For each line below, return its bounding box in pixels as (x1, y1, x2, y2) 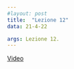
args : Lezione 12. (7, 35, 60, 42)
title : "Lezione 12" (7, 17, 69, 23)
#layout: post (7, 10, 48, 17)
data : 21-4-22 (7, 23, 48, 30)
